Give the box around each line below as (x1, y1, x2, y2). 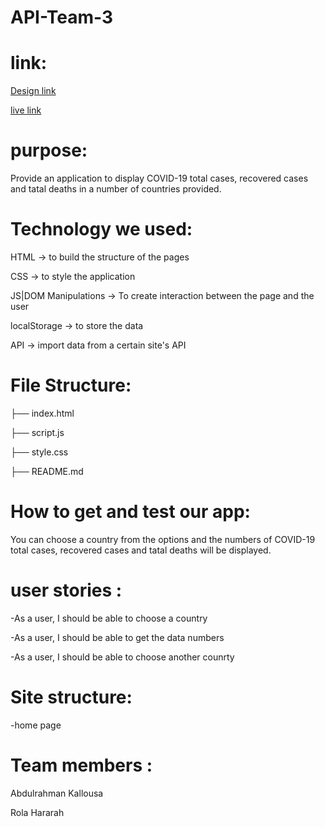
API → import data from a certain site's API (10, 339, 187, 351)
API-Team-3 (10, 6, 114, 29)
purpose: (10, 139, 88, 162)
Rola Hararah (10, 806, 65, 818)
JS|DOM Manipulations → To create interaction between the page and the (10, 290, 315, 301)
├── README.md (10, 465, 84, 477)
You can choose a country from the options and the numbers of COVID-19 (10, 533, 316, 545)
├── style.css (10, 446, 69, 458)
